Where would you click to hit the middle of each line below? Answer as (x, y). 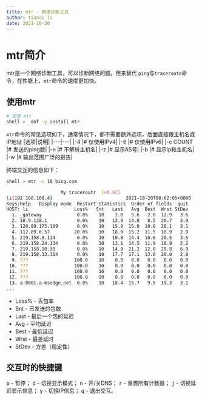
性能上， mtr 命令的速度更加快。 (61, 81)
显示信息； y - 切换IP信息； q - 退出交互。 (64, 391)
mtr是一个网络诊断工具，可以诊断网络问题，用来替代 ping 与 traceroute (94, 73)
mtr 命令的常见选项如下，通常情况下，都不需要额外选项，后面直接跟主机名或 (101, 134)
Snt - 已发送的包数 (38, 308)
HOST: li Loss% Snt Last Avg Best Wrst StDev (97, 209)
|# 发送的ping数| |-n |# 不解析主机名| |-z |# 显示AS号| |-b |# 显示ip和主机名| (100, 149)
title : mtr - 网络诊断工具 (38, 12)
